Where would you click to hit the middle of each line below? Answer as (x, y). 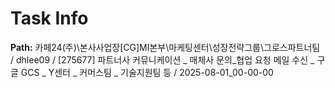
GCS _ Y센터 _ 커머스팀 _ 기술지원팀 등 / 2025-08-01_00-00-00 (147, 72)
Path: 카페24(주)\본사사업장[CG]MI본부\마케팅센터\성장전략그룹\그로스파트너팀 (165, 47)
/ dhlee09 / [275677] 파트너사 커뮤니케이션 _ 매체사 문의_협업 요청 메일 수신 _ (162, 59)
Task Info (49, 18)
